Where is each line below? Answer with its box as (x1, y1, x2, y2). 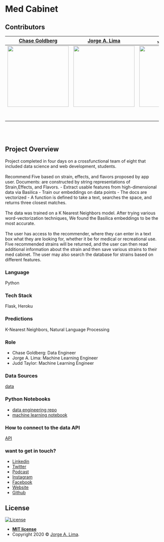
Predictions (5, 315, 33, 322)
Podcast (12, 469, 29, 475)
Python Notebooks (5, 396, 51, 402)
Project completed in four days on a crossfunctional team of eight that (5, 158, 146, 164)
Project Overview (5, 145, 59, 153)
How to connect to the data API (5, 424, 81, 431)
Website (12, 484, 29, 490)
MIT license (12, 526, 37, 532)
